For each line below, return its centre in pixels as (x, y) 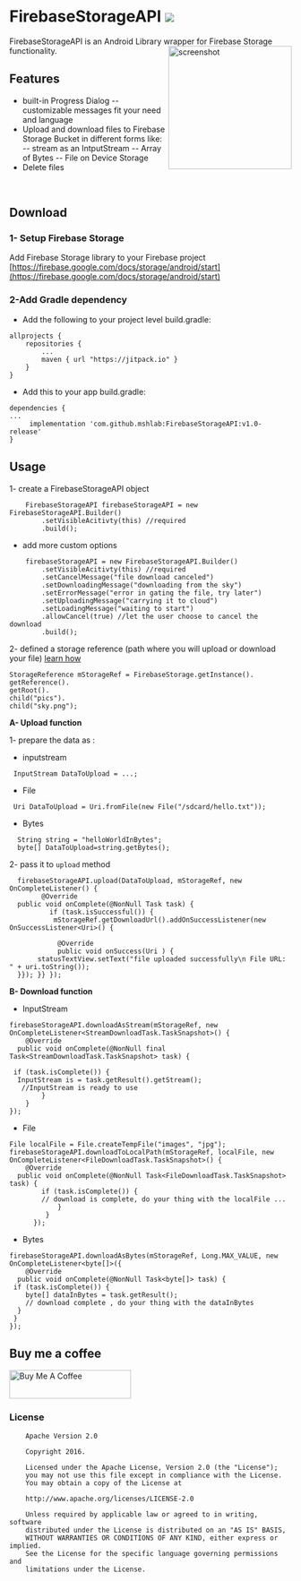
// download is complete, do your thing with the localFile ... (164, 1199)
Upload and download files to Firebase (94, 129)
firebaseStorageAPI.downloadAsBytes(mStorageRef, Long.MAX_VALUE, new (144, 1256)
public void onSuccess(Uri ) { (116, 951)
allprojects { (36, 336)
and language (47, 119)
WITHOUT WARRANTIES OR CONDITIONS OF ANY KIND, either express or (152, 1538)
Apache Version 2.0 (62, 1436)
